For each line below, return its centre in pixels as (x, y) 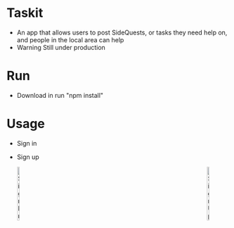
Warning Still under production (61, 47)
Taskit (25, 13)
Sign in (27, 143)
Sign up (28, 157)
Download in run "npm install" (60, 95)
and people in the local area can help (70, 39)
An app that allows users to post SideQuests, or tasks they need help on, (122, 32)
